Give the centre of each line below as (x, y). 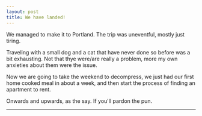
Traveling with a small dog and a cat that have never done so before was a (98, 52)
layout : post (23, 12)
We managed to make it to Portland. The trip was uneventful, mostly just (96, 34)
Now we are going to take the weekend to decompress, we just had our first (100, 77)
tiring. (14, 41)
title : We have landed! (36, 17)
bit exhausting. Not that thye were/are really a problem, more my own (92, 59)
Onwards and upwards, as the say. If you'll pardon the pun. (79, 101)
